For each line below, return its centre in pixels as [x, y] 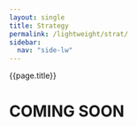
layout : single [37, 17]
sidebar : [25, 42]
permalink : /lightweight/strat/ [68, 34]
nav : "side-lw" [45, 51]
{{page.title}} [33, 75]
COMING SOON [67, 111]
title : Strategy [39, 26]
